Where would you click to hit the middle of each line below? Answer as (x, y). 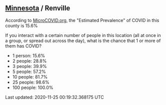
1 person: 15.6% (29, 55)
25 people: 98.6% (31, 82)
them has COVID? (23, 46)
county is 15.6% (22, 25)
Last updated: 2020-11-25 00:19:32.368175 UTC (54, 97)
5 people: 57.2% (29, 71)
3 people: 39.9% (29, 66)
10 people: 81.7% (30, 76)
